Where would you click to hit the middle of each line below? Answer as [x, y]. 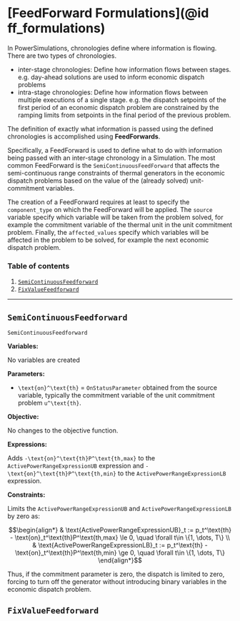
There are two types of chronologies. [62, 56]
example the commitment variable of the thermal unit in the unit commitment [120, 224]
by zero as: [24, 516]
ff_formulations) [56, 28]
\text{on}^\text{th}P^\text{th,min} [62, 474]
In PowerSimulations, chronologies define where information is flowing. [112, 48]
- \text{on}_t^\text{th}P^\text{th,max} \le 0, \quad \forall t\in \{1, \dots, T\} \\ [120, 537]
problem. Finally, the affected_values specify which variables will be [108, 232]
